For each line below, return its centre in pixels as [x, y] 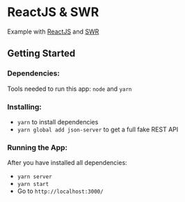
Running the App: [38, 147]
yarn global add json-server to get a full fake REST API [98, 129]
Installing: [24, 107]
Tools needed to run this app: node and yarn [70, 89]
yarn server [34, 177]
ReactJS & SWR [53, 12]
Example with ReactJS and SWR [53, 31]
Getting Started [41, 53]
